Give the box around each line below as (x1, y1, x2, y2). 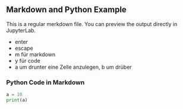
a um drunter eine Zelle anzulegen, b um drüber (14, 63, 132, 70)
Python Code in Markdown (6, 78, 85, 86)
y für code (14, 57, 40, 64)
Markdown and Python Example (6, 5, 127, 15)
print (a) (6, 97, 28, 103)
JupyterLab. (6, 27, 36, 34)
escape (14, 44, 34, 52)
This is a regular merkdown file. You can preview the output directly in (6, 20, 178, 27)
